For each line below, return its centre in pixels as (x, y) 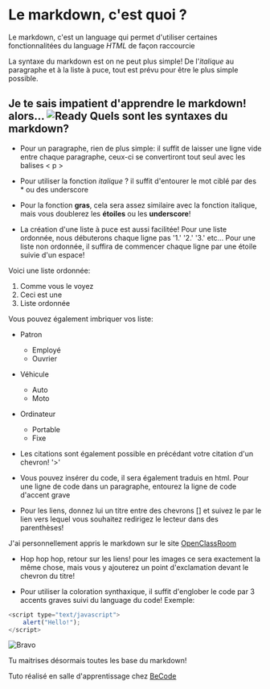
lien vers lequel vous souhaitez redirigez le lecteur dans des (119, 519)
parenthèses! (42, 527)
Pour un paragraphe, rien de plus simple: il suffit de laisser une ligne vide (141, 148)
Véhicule (35, 374)
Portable (46, 429)
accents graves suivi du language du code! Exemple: (107, 600)
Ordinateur (38, 414)
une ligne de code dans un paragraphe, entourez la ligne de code (128, 486)
